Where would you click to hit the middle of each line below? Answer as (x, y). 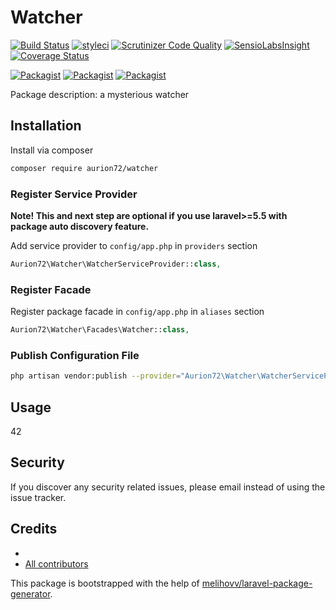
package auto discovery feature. (80, 226)
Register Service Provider (74, 194)
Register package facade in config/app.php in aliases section (137, 312)
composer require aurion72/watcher (84, 168)
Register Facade (51, 289)
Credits (34, 529)
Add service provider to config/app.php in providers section (134, 245)
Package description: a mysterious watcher (100, 94)
